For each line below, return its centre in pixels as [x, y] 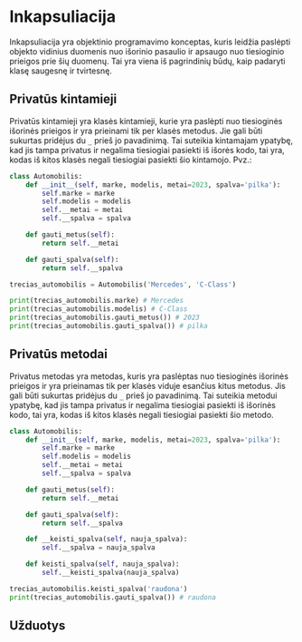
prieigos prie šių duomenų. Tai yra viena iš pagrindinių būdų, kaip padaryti [147, 61]
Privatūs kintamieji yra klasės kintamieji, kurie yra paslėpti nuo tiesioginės [146, 121]
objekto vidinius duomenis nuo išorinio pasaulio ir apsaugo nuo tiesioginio [147, 51]
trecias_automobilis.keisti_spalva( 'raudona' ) [99, 588]
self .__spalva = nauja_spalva [99, 548]
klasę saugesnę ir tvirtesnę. [61, 71]
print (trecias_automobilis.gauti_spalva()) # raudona [113, 597]
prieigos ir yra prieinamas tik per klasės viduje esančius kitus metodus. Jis [148, 385]
